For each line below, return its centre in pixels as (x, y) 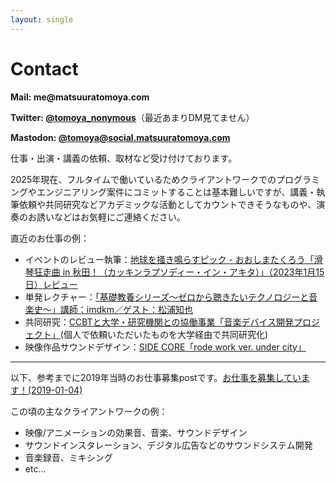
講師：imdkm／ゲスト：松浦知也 (126, 309)
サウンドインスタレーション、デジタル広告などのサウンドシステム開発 (168, 445)
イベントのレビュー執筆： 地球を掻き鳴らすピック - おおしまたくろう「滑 (173, 259)
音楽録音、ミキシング (68, 457)
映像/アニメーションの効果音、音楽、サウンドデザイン (136, 432)
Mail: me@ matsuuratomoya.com (80, 97)
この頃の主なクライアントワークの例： (89, 411)
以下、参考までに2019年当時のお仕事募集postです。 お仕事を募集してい (156, 377)
